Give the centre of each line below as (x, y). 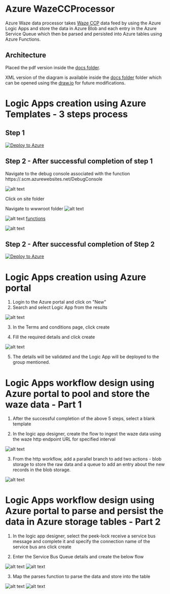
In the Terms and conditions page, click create (61, 327)
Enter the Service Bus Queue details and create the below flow (78, 557)
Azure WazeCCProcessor (60, 9)
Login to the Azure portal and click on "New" (59, 302)
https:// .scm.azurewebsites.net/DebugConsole (54, 179)
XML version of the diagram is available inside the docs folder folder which (83, 77)
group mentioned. (31, 362)
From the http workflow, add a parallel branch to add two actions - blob (87, 459)
